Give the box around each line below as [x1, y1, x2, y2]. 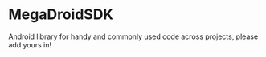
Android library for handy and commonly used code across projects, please [8, 32, 259, 41]
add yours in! [8, 40, 52, 49]
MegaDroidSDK [8, 6, 114, 24]
